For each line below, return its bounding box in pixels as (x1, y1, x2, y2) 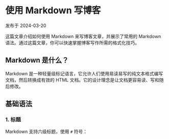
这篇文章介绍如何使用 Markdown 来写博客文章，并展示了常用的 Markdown (5, 33, 161, 39)
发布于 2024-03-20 (5, 22, 46, 29)
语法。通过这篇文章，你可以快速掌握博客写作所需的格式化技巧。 (5, 39, 139, 46)
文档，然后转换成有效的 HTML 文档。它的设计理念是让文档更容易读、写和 (5, 77, 159, 83)
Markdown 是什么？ (5, 56, 69, 65)
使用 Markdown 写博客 (5, 5, 101, 16)
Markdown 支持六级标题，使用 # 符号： (5, 128, 88, 135)
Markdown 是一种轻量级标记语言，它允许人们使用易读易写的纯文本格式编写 (5, 70, 163, 76)
